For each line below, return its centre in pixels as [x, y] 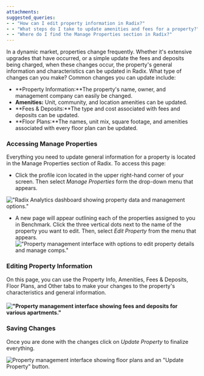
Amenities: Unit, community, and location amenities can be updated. [101, 102]
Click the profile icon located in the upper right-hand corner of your [99, 175]
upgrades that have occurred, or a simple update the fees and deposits [95, 58]
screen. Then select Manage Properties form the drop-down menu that [104, 182]
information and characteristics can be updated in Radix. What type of [94, 71]
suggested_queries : [31, 18]
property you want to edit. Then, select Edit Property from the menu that [105, 231]
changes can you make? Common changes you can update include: [91, 78]
